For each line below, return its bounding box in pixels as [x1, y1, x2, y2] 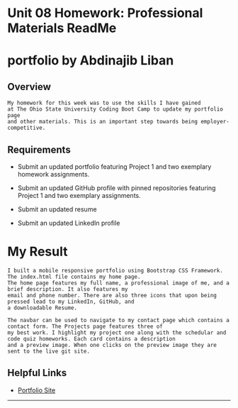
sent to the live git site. [7, 348, 91, 355]
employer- [200, 118, 230, 126]
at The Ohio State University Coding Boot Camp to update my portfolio [7, 106, 223, 113]
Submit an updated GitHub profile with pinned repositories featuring [17, 184, 216, 192]
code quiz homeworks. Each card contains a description [7, 335, 176, 342]
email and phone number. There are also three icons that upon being [7, 292, 217, 299]
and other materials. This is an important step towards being [7, 118, 198, 126]
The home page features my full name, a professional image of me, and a [7, 279, 230, 287]
